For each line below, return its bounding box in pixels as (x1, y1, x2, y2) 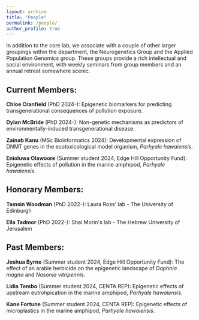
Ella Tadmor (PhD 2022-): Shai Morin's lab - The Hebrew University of (6, 218, 180, 225)
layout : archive (6, 8, 47, 15)
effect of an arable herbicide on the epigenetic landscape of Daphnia (6, 264, 177, 271)
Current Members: (6, 84, 77, 95)
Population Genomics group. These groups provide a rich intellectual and (6, 55, 187, 62)
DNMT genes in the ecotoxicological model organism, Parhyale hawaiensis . (6, 143, 194, 150)
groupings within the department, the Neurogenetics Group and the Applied (6, 49, 193, 56)
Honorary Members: (6, 185, 84, 195)
